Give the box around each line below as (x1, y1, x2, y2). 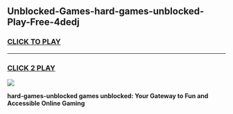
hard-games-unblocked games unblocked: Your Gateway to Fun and (7, 91, 209, 99)
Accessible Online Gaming (7, 99, 85, 107)
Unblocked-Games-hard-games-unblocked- (7, 6, 205, 17)
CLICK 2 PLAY (7, 63, 55, 73)
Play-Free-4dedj (7, 17, 80, 28)
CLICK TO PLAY (7, 37, 61, 47)
